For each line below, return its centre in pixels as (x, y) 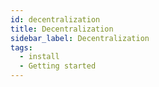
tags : (21, 47)
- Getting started (58, 66)
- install (39, 57)
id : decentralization (55, 19)
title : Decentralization (62, 29)
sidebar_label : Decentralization (80, 38)
